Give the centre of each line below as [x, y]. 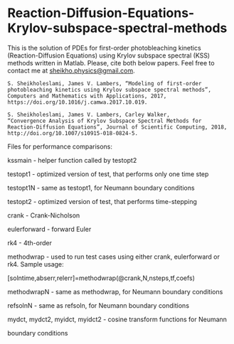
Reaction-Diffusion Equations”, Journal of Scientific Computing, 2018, [117, 127]
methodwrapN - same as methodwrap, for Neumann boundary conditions [115, 291]
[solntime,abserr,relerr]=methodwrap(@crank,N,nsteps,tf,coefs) [101, 278]
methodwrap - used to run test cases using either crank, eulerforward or [114, 257]
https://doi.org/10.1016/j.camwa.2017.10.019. [78, 102]
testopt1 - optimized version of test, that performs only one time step [108, 174]
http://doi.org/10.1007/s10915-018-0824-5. [73, 133]
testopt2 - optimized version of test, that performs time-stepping [102, 201]
